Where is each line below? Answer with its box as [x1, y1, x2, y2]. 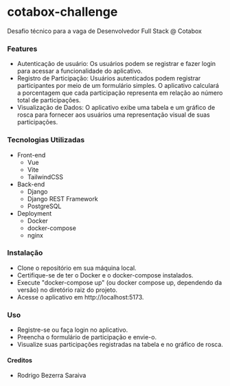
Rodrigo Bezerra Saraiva [16, 372, 87, 380]
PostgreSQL [27, 202, 62, 210]
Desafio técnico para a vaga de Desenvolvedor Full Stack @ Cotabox [7, 27, 203, 35]
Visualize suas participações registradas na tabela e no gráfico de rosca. [16, 341, 223, 349]
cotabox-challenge [7, 4, 118, 20]
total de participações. [16, 96, 81, 104]
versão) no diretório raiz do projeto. [16, 286, 118, 294]
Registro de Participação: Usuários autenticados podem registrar [16, 74, 201, 82]
